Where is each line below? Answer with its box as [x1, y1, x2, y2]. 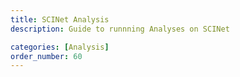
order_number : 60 [10, 51, 83, 61]
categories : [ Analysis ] [10, 42, 110, 52]
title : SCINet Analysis [10, 14, 110, 25]
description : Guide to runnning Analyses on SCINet [10, 24, 230, 34]
